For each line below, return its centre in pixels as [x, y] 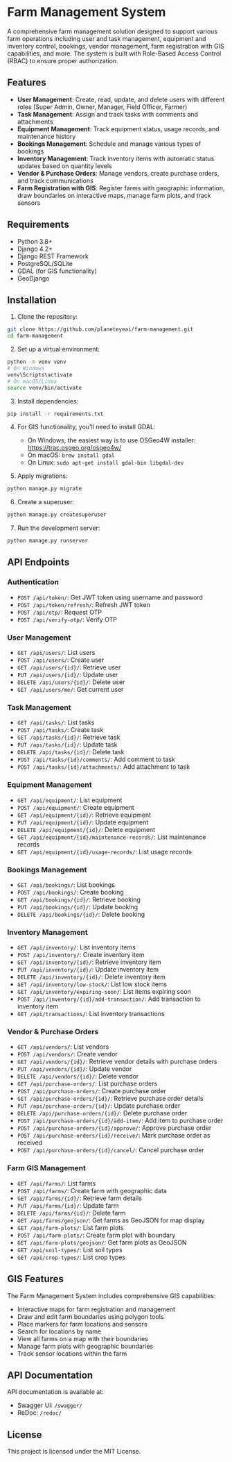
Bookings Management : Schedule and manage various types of [109, 144]
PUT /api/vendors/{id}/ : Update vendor [74, 1069]
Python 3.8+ [35, 241]
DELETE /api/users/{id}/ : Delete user [71, 682]
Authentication [33, 582]
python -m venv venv [37, 362]
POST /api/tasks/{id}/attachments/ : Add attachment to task [104, 767]
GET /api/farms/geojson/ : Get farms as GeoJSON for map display [111, 1220]
